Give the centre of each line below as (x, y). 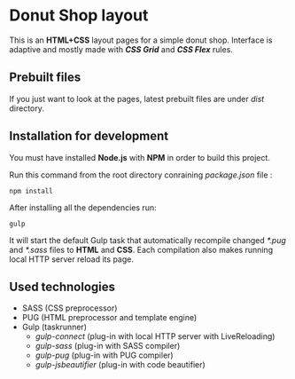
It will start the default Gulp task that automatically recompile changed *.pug (147, 240)
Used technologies (62, 286)
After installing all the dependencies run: (83, 207)
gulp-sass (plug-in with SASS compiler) (108, 346)
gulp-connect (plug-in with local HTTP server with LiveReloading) (155, 336)
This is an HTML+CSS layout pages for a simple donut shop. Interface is (141, 40)
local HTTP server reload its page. (72, 259)
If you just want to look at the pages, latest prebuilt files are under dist (137, 99)
